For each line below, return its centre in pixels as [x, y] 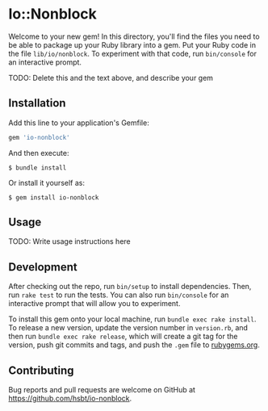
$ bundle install [38, 168]
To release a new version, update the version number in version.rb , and [128, 328]
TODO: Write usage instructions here [69, 241]
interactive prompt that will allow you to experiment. [94, 304]
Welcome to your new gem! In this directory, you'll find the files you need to [134, 36]
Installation [37, 103]
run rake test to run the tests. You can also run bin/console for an [119, 295]
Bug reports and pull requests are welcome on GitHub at [102, 390]
